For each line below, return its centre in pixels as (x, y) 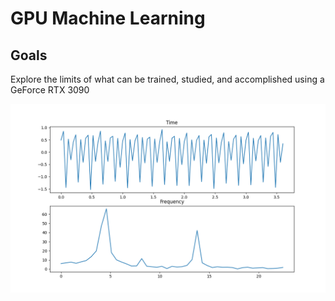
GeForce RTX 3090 (50, 90)
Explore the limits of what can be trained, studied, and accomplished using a (167, 79)
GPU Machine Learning (108, 18)
